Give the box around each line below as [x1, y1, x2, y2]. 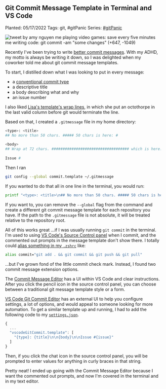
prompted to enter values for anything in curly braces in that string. [5, 358, 142, 364]
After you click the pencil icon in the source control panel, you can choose [5, 281, 157, 287]
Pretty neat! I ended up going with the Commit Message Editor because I [5, 367, 153, 374]
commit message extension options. [5, 266, 79, 272]
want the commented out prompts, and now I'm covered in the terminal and [5, 373, 159, 379]
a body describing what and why [12, 89, 79, 95]
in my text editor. [5, 378, 40, 384]
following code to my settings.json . [5, 312, 79, 318]
